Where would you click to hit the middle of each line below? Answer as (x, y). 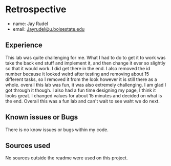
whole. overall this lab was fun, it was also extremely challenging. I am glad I (86, 85)
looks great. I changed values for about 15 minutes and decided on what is (84, 95)
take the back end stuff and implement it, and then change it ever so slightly (85, 63)
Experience (24, 45)
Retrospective (36, 9)
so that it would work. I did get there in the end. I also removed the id (78, 68)
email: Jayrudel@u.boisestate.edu (49, 29)
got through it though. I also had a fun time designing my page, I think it (81, 90)
